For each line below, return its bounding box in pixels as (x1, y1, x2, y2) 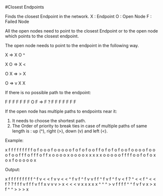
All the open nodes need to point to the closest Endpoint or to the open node (5, 28, 158, 33)
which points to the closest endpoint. (5, 33, 79, 39)
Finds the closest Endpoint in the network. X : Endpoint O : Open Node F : (5, 14, 152, 19)
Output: (5, 167, 20, 172)
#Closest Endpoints (5, 4, 45, 10)
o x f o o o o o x (5, 157, 36, 163)
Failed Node (5, 19, 29, 24)
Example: (5, 138, 24, 143)
